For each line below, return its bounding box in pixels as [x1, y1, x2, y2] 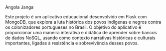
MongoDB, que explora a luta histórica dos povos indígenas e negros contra [5, 19, 162, 25]
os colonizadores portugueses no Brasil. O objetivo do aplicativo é [5, 24, 142, 30]
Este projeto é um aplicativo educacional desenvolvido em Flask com [5, 14, 147, 19]
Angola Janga [5, 4, 34, 10]
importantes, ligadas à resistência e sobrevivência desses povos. [5, 40, 139, 46]
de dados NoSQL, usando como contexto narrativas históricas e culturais [5, 35, 156, 41]
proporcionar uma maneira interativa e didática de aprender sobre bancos [5, 30, 157, 35]
